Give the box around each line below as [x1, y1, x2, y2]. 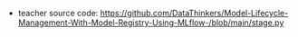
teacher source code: [17, 8, 99, 18]
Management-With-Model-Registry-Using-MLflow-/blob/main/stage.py [17, 17, 284, 28]
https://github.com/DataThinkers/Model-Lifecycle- [100, 8, 289, 18]
